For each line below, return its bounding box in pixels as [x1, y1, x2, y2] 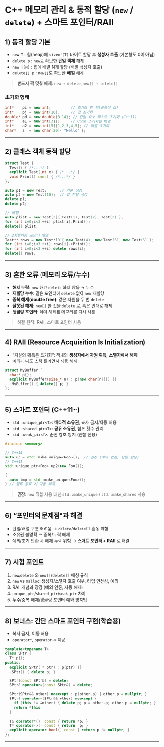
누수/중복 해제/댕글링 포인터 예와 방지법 [12, 596, 87, 602]
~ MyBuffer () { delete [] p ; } [9, 382, 69, 386]
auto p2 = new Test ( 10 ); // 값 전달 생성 [5, 192, 88, 197]
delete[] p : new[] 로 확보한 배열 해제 [12, 70, 84, 76]
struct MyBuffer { [5, 368, 42, 373]
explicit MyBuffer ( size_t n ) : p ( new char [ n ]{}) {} [9, 377, 117, 382]
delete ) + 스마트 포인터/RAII [5, 17, 114, 28]
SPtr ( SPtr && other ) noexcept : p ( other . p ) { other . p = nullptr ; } [9, 692, 147, 697]
